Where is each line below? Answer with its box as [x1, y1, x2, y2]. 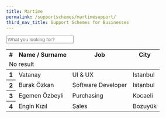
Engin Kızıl [18, 102, 48, 110]
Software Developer [72, 81, 127, 89]
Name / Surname [18, 51, 67, 59]
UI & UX [72, 71, 94, 79]
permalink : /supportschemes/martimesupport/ [6, 14, 116, 20]
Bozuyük [132, 102, 157, 110]
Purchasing [72, 92, 103, 100]
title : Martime [6, 8, 43, 15]
